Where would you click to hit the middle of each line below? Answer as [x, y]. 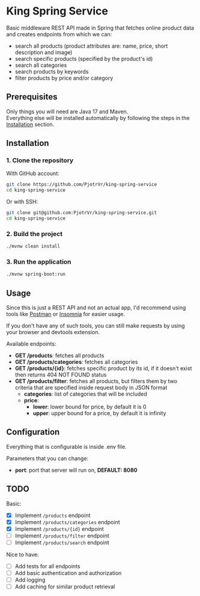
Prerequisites [32, 97]
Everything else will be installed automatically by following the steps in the [98, 118]
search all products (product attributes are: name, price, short [91, 46]
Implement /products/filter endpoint [62, 536]
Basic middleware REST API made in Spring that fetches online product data [100, 28]
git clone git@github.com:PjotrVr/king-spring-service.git [82, 213]
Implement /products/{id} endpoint [59, 528]
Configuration [33, 432]
